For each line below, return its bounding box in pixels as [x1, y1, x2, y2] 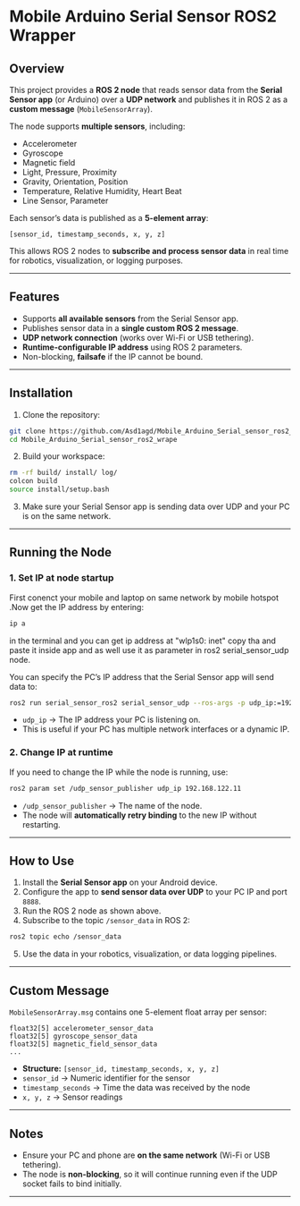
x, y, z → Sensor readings [21, 1091, 123, 1102]
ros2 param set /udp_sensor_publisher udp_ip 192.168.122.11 [9, 784, 242, 793]
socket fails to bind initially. [21, 1178, 122, 1189]
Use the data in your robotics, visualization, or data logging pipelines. [21, 948, 278, 959]
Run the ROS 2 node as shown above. [21, 905, 162, 916]
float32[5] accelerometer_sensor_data [9, 1024, 154, 1033]
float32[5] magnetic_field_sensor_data [9, 1040, 158, 1049]
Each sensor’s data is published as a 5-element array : [9, 213, 209, 223]
